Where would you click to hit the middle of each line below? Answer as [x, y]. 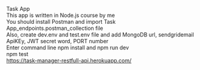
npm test [17, 54]
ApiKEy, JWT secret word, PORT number [57, 41]
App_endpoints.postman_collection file [55, 28]
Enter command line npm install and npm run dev [68, 47]
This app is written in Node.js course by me [61, 15]
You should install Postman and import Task [61, 22]
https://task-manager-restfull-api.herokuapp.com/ [69, 61]
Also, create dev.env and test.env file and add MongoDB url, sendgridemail [100, 35]
